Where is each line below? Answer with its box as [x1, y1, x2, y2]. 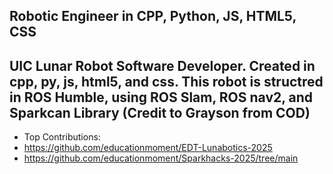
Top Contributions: [23, 131, 101, 143]
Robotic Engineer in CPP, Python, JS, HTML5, [9, 8, 297, 25]
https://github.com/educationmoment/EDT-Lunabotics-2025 [23, 142, 273, 154]
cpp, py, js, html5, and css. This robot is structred [9, 73, 324, 90]
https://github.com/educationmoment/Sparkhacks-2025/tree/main [23, 152, 299, 164]
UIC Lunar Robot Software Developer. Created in [9, 57, 316, 74]
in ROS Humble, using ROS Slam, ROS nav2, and [9, 89, 314, 106]
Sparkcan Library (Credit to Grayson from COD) [9, 104, 311, 121]
